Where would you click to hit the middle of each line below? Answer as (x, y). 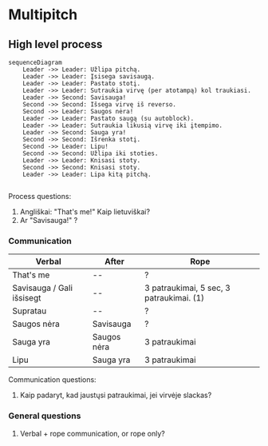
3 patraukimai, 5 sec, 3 (188, 288)
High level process (55, 44)
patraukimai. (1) (175, 298)
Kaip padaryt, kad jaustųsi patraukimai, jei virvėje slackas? (116, 395)
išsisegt (27, 298)
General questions (45, 416)
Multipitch (43, 15)
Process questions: (40, 196)
